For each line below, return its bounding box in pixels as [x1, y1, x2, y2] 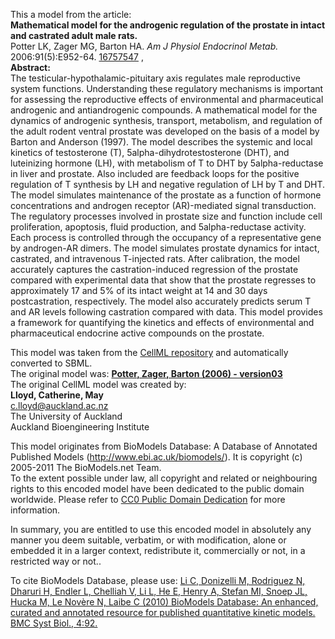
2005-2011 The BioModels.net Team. [10, 462, 162, 473]
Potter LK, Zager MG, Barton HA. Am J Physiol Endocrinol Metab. [10, 40, 279, 52]
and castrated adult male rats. [10, 30, 138, 41]
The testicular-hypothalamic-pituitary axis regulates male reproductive [10, 72, 301, 84]
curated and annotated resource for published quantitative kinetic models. [10, 607, 316, 618]
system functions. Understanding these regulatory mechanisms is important [10, 83, 324, 94]
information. [10, 504, 61, 516]
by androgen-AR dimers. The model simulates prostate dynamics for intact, [10, 242, 320, 254]
